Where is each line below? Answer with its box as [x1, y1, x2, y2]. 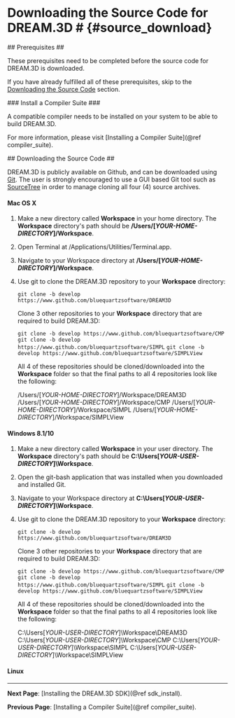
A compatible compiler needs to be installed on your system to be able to [7, 112, 218, 120]
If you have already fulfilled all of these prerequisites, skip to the [7, 77, 192, 85]
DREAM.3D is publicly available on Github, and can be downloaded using [7, 167, 218, 176]
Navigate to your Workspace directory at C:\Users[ [17, 494, 166, 502]
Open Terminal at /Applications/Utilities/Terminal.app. [17, 243, 172, 251]
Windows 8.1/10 [7, 429, 55, 437]
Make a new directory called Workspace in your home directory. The [17, 214, 217, 223]
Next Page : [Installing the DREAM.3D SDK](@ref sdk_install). [7, 689, 183, 698]
